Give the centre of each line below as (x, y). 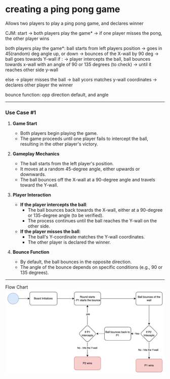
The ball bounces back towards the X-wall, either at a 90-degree (95, 210)
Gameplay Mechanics (36, 154)
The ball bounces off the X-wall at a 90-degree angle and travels (88, 180)
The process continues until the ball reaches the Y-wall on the (92, 221)
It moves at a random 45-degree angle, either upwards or (80, 169)
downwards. (33, 174)
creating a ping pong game (63, 9)
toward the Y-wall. (39, 185)
